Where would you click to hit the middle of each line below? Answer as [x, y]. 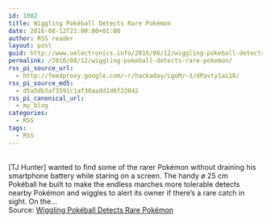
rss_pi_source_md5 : [41, 83]
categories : [28, 114]
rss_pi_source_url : [41, 68]
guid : [17, 53]
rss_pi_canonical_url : [46, 98]
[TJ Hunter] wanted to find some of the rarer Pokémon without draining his [132, 167]
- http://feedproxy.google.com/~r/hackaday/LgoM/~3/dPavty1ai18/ [128, 76]
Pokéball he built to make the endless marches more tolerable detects [124, 184]
